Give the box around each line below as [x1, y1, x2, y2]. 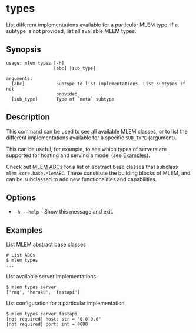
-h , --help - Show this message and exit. [14, 208, 114, 215]
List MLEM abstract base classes [6, 241, 87, 248]
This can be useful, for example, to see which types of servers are [6, 145, 167, 152]
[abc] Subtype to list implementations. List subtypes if [11, 81, 185, 86]
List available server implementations [6, 273, 97, 280]
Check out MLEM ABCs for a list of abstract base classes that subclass [6, 163, 178, 170]
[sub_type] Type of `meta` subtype [11, 96, 115, 102]
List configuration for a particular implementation [6, 299, 125, 307]
